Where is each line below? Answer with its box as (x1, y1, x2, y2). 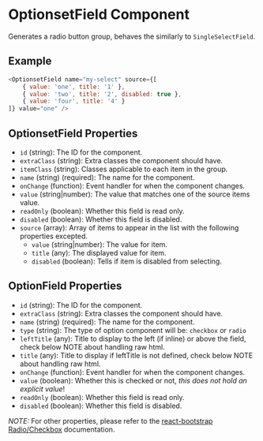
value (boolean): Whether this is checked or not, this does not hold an (19, 376, 247, 385)
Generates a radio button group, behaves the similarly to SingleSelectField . (8, 32, 256, 41)
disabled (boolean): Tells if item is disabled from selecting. (31, 256, 223, 266)
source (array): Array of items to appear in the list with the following (19, 222, 239, 232)
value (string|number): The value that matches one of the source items (19, 189, 250, 199)
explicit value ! (19, 384, 66, 394)
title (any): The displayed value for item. (31, 248, 167, 257)
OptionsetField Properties (8, 126, 138, 140)
